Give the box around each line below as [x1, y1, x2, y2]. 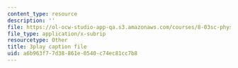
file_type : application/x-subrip [7, 30, 106, 38]
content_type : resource [7, 10, 78, 18]
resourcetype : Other [7, 37, 69, 44]
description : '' [7, 17, 55, 24]
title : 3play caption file [7, 43, 87, 50]
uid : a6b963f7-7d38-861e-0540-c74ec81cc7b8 [7, 50, 138, 57]
